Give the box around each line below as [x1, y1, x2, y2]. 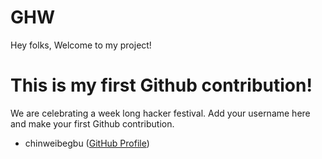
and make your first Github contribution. [10, 117, 175, 130]
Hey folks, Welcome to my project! [10, 39, 152, 51]
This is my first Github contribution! [10, 74, 313, 97]
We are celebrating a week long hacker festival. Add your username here [10, 107, 311, 119]
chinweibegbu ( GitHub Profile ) [24, 137, 150, 149]
